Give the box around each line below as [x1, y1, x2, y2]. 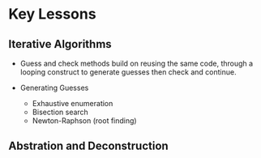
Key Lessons [8, 5, 96, 23]
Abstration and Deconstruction [8, 139, 169, 153]
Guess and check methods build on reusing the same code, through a [19, 58, 254, 68]
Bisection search [32, 107, 89, 117]
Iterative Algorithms [8, 37, 112, 51]
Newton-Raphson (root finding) [32, 116, 137, 126]
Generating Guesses [19, 83, 89, 92]
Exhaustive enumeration [32, 99, 113, 108]
